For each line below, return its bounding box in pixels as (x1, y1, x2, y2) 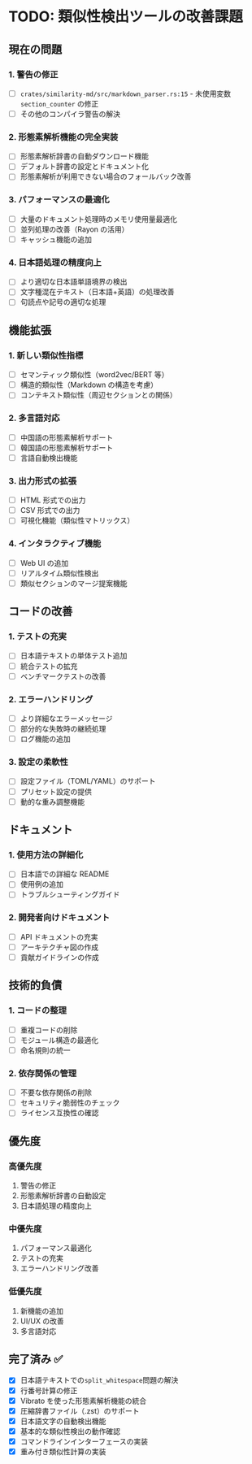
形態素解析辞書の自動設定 (20, 1191, 106, 1201)
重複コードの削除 (20, 1025, 78, 1035)
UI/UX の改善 (20, 1316, 64, 1326)
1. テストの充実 (8, 631, 67, 642)
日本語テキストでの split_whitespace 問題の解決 (20, 1375, 179, 1385)
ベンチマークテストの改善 (20, 671, 106, 681)
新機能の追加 (20, 1305, 63, 1315)
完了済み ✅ (8, 1353, 63, 1366)
